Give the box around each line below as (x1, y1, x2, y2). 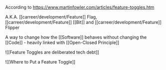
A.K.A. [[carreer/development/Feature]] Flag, (5, 14, 97, 19)
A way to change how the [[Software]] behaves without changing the (5, 34, 147, 40)
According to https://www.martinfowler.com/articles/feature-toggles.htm (5, 4, 155, 10)
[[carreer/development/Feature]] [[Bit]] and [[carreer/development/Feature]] (5, 19, 162, 25)
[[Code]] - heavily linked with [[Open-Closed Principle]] (5, 39, 120, 45)
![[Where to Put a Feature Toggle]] (5, 59, 76, 64)
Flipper (5, 24, 20, 30)
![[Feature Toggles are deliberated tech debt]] (5, 49, 99, 55)
